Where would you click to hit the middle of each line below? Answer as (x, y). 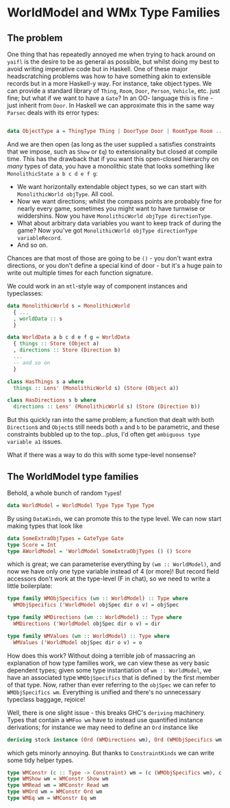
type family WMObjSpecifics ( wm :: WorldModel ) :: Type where (98, 599)
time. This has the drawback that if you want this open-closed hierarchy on (113, 158)
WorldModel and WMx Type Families (114, 13)
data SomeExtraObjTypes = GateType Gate (66, 538)
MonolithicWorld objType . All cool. (65, 194)
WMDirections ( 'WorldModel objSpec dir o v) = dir (87, 624)
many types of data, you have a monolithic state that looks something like (111, 166)
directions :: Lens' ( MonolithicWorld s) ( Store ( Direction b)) (107, 407)
